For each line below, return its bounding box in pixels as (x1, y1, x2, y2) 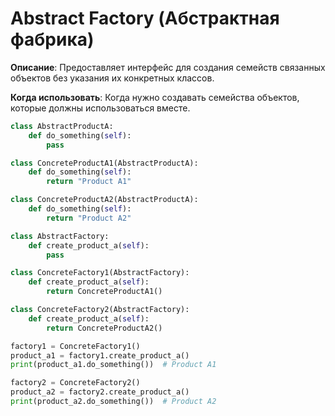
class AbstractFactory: (10, 231, 110, 241)
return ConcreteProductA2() (46, 323, 163, 333)
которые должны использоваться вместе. (10, 102, 191, 114)
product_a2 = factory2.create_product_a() (10, 387, 190, 397)
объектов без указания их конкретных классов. (10, 72, 215, 84)
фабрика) (10, 28, 95, 51)
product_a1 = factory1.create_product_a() (10, 350, 190, 361)
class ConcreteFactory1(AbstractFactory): (10, 268, 190, 278)
